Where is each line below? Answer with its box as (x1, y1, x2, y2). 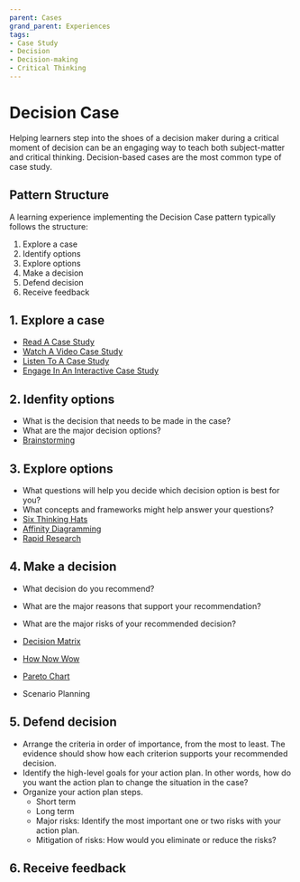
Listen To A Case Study (22, 356, 110, 367)
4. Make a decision (9, 559, 117, 575)
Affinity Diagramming (22, 523, 102, 534)
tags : (9, 30, 30, 39)
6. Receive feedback (9, 860, 126, 877)
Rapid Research (22, 533, 81, 544)
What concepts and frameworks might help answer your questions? (22, 504, 275, 515)
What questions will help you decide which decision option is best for (22, 485, 280, 496)
